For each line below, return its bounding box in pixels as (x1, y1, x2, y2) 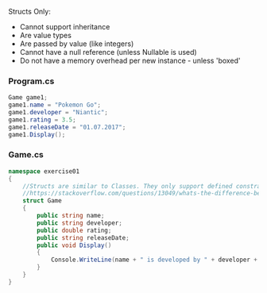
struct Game (22, 197, 62, 205)
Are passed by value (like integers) (19, 39, 134, 48)
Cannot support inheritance (19, 22, 110, 31)
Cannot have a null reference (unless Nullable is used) (19, 48, 197, 56)
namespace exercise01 (8, 167, 80, 175)
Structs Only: (8, 7, 52, 16)
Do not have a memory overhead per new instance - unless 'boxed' (19, 56, 241, 65)
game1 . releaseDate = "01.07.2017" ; (8, 123, 126, 131)
